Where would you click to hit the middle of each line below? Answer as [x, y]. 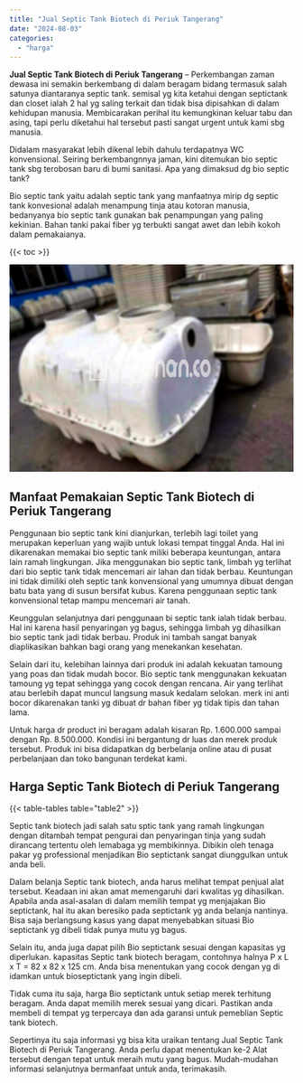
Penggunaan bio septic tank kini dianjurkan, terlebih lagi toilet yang [134, 532]
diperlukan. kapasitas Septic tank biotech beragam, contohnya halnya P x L [149, 957]
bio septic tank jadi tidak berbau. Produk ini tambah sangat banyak [133, 636]
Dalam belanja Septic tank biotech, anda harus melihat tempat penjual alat [147, 882]
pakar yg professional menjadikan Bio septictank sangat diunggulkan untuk [149, 855]
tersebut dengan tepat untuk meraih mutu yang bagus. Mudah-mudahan [144, 1059]
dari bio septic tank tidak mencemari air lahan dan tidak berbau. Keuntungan [151, 571]
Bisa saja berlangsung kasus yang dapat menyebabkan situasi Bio [132, 920]
